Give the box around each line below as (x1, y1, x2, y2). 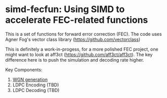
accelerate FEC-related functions (5, 14, 148, 26)
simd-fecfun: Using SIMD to (5, 4, 125, 15)
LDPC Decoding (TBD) (12, 87, 60, 93)
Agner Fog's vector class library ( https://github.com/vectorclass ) (5, 36, 141, 42)
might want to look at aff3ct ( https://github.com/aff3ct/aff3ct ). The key (5, 52, 153, 58)
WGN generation (12, 76, 48, 82)
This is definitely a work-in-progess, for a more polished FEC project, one (5, 46, 158, 52)
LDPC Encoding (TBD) (12, 82, 59, 88)
